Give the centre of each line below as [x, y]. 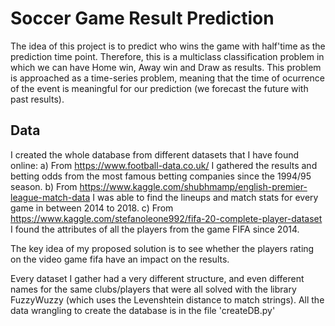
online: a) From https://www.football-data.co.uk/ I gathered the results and [164, 165]
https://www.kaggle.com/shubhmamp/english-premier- [193, 186]
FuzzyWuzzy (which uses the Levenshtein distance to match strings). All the [167, 299]
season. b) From [44, 186]
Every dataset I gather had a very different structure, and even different [157, 278]
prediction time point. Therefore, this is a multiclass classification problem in [167, 56]
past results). [37, 99]
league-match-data [50, 197]
